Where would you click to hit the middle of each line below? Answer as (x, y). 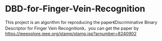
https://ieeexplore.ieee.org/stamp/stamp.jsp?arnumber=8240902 (71, 33)
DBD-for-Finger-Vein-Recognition (75, 9)
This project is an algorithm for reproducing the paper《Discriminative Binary (81, 22)
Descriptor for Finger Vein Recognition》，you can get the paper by (72, 28)
